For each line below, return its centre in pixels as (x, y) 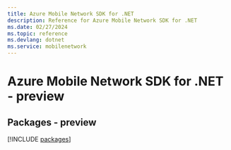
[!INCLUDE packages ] (39, 139)
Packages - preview (52, 122)
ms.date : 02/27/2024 (38, 27)
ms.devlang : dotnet (36, 40)
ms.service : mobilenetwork (47, 46)
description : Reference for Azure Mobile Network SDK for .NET (102, 20)
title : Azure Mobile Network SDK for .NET (71, 14)
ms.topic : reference (38, 33)
